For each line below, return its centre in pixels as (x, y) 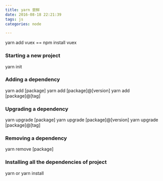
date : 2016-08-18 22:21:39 (33, 15)
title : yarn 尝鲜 (23, 10)
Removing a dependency (36, 138)
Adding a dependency (33, 79)
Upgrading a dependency (37, 109)
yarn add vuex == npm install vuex (41, 43)
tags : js (14, 19)
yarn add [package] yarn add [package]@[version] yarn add (67, 90)
